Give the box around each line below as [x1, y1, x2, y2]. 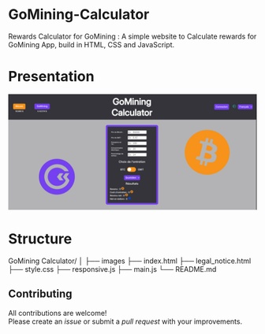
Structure [8, 230, 73, 248]
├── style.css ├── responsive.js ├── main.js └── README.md [8, 265, 217, 274]
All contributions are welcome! [8, 308, 107, 317]
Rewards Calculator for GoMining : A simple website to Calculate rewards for [8, 32, 257, 41]
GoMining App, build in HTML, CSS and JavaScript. [8, 39, 175, 49]
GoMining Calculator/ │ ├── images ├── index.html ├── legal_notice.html [8, 256, 252, 265]
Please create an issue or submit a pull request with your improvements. [8, 317, 243, 326]
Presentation [8, 68, 95, 86]
